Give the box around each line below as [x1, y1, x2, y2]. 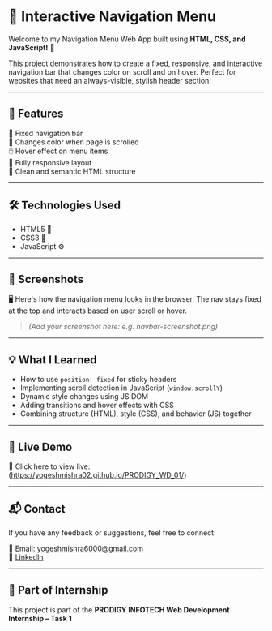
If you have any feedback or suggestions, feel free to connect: [8, 527, 216, 538]
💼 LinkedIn [8, 552, 44, 562]
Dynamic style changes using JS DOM [19, 392, 148, 401]
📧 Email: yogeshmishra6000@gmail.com [8, 543, 144, 553]
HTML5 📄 [19, 224, 53, 234]
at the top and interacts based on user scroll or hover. [8, 306, 188, 315]
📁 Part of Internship [8, 583, 108, 597]
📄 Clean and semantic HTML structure [8, 166, 136, 176]
